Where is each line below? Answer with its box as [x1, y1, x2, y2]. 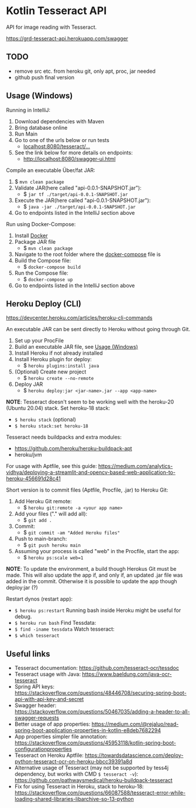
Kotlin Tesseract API [6, 4, 107, 18]
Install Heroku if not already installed [14, 349, 104, 356]
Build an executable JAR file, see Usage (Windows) [14, 344, 139, 351]
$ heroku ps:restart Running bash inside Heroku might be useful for [14, 607, 181, 614]
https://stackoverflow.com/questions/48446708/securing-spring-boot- [14, 689, 187, 696]
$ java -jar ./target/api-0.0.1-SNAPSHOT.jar [23, 203, 136, 210]
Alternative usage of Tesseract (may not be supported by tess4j [14, 765, 169, 772]
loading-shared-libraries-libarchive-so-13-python [14, 796, 135, 803]
